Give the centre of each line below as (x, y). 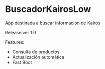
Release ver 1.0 (21, 32)
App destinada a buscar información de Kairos (53, 23)
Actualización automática (38, 57)
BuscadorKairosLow (48, 9)
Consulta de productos (36, 52)
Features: (15, 42)
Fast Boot (22, 62)
